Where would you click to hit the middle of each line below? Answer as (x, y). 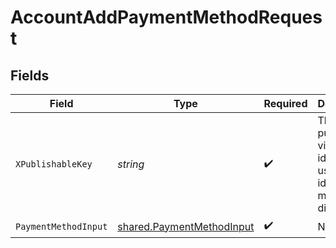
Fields (30, 75)
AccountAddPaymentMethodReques (166, 17)
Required (285, 103)
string (131, 164)
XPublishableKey (54, 164)
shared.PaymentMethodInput (186, 226)
